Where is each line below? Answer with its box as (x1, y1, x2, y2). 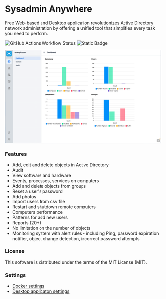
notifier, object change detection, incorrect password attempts (12, 236, 140, 242)
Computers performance (12, 209, 63, 215)
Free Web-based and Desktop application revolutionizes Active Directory (5, 20, 154, 26)
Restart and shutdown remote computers (12, 204, 96, 210)
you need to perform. (5, 30, 48, 36)
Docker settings (12, 283, 45, 289)
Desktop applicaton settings (12, 288, 70, 294)
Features (5, 151, 27, 158)
